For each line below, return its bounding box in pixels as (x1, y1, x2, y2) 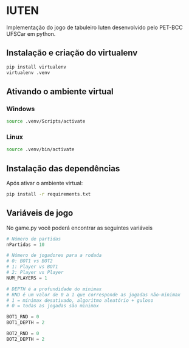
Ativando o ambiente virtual (6, 86, 114, 97)
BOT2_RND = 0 (6, 330, 40, 337)
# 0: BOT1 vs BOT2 (6, 258, 53, 264)
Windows (6, 104, 35, 113)
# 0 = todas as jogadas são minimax (6, 303, 99, 309)
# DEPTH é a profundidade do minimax (6, 286, 102, 292)
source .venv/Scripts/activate (6, 118, 86, 125)
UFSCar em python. (6, 30, 56, 37)
